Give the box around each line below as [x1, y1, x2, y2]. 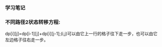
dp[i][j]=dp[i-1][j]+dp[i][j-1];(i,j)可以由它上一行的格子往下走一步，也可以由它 [5, 31, 158, 37]
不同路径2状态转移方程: [5, 19, 60, 25]
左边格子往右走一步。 [5, 37, 48, 43]
